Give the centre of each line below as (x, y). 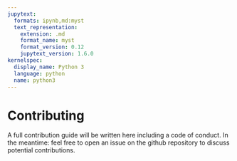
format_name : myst (47, 41)
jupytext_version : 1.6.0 (57, 54)
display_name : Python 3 (49, 67)
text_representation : (46, 27)
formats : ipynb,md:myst (49, 21)
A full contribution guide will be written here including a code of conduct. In (118, 135)
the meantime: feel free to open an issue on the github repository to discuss (118, 142)
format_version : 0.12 (52, 47)
